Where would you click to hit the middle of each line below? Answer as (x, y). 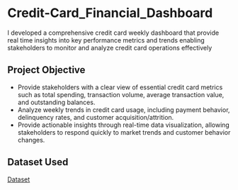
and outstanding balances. (56, 102)
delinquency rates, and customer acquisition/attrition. (96, 117)
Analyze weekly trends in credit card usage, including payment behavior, (124, 110)
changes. (31, 140)
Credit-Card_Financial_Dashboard (110, 13)
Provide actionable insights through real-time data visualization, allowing (124, 125)
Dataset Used (38, 162)
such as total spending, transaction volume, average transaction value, (121, 94)
